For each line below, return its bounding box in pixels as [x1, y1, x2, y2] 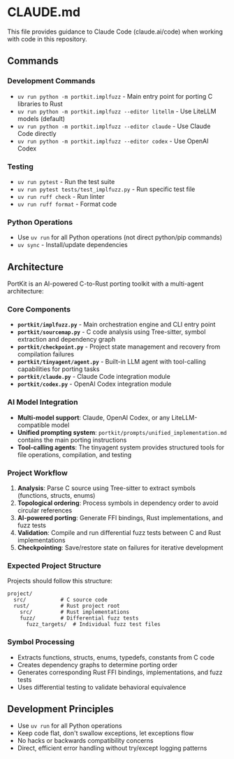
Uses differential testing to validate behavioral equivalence [17, 683, 187, 691]
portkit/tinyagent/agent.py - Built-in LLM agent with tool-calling [17, 358, 206, 366]
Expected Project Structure [7, 561, 101, 571]
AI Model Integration [7, 397, 78, 407]
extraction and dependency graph [17, 335, 116, 344]
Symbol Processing [7, 637, 75, 647]
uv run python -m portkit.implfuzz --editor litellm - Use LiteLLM [17, 106, 217, 116]
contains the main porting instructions [17, 436, 127, 444]
